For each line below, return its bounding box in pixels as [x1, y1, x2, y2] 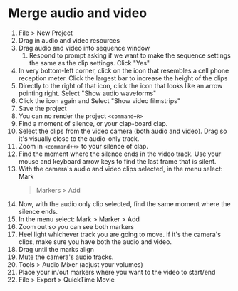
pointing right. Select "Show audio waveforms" [18, 89, 157, 97]
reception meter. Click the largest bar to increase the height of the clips [18, 73, 228, 83]
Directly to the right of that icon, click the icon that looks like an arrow [18, 81, 223, 90]
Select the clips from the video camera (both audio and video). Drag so [18, 127, 227, 135]
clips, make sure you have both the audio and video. [18, 237, 172, 246]
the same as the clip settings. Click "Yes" [29, 58, 150, 67]
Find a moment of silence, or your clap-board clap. [18, 119, 168, 127]
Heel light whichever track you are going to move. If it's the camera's [18, 230, 222, 238]
